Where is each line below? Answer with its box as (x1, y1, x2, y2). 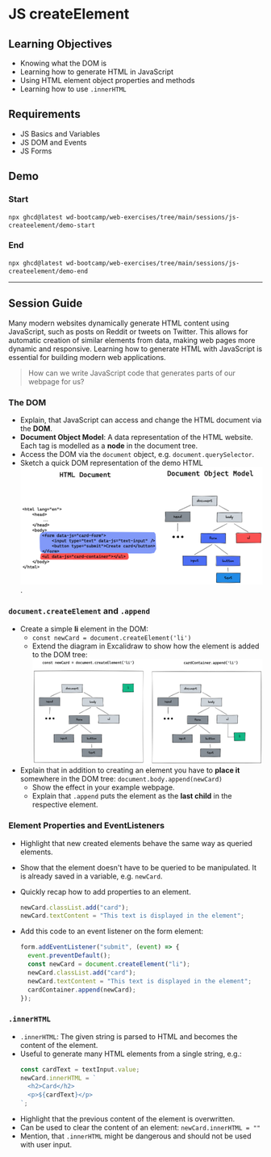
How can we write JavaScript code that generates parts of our (27, 368, 236, 378)
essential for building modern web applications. (8, 352, 167, 362)
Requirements (8, 107, 81, 121)
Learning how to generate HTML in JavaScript (19, 67, 174, 77)
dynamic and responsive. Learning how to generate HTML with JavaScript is (8, 344, 263, 354)
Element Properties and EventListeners (8, 820, 165, 832)
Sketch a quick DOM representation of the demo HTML (19, 458, 203, 467)
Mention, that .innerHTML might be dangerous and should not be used (19, 1131, 252, 1141)
